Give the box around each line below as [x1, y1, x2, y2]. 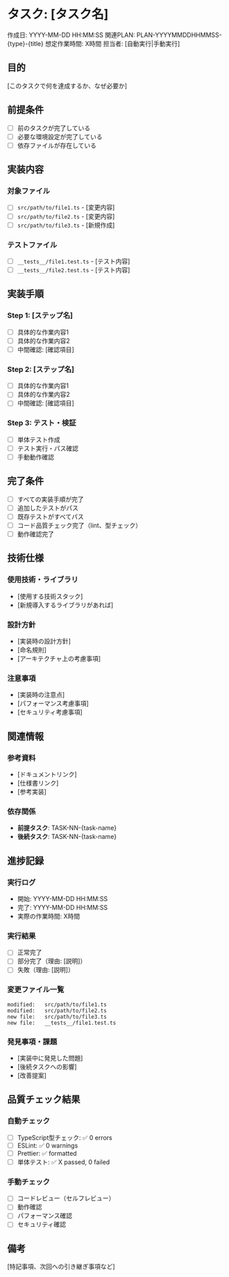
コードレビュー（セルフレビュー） [17, 1194, 115, 1202]
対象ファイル [7, 186, 51, 196]
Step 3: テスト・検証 [7, 418, 76, 428]
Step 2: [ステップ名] [7, 364, 75, 374]
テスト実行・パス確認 [17, 444, 78, 453]
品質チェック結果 [7, 1094, 80, 1106]
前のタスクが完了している [17, 123, 91, 132]
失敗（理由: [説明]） [17, 966, 74, 974]
